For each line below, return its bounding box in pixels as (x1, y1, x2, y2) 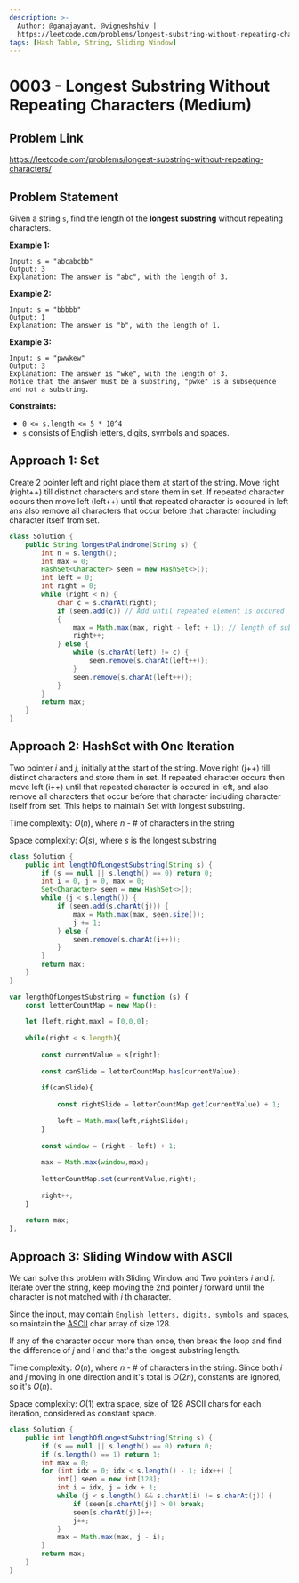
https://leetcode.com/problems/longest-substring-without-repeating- (9, 154, 264, 165)
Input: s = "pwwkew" (9, 354, 86, 363)
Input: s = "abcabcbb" (9, 257, 93, 266)
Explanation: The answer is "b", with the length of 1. (9, 322, 221, 330)
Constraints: (9, 401, 57, 412)
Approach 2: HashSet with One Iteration (9, 738, 235, 754)
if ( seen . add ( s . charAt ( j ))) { (56, 902, 169, 911)
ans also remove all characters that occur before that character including (9, 505, 277, 516)
